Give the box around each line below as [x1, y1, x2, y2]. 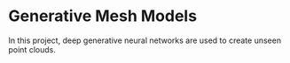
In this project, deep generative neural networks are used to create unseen [8, 35, 281, 45]
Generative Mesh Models [8, 6, 197, 26]
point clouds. [8, 44, 57, 54]
